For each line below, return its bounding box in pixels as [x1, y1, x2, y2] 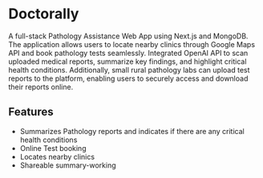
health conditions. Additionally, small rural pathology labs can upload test [8, 65, 250, 74]
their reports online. [8, 81, 74, 92]
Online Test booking [19, 143, 87, 152]
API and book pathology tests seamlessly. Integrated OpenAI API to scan [8, 48, 249, 57]
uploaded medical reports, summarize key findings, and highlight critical [8, 57, 247, 66]
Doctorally [8, 5, 79, 23]
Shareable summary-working [19, 160, 116, 170]
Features [8, 105, 54, 119]
